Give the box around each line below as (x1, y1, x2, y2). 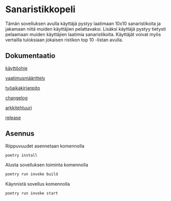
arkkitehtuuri (5, 105, 32, 111)
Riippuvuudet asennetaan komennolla (5, 143, 85, 149)
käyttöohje (5, 65, 28, 71)
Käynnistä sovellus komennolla (5, 181, 70, 187)
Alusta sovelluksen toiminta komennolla (5, 162, 88, 168)
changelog (5, 94, 28, 100)
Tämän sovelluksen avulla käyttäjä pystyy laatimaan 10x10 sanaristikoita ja (5, 20, 161, 27)
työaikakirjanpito (5, 85, 40, 91)
